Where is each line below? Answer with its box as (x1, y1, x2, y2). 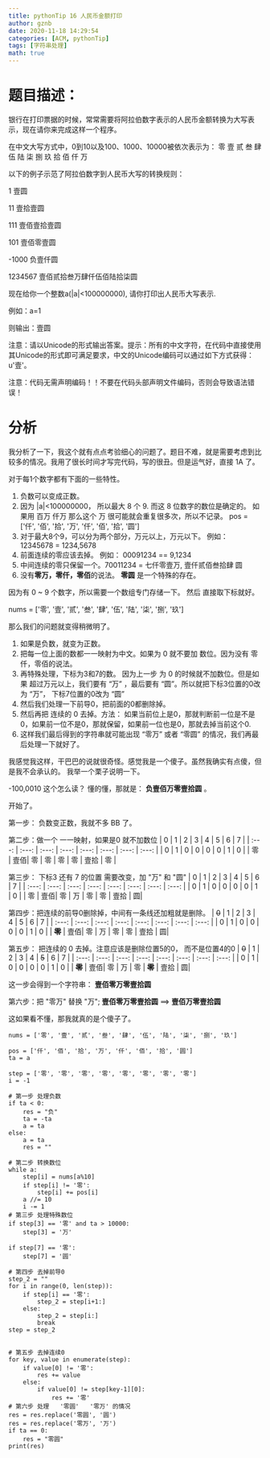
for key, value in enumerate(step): (8, 1355, 131, 1364)
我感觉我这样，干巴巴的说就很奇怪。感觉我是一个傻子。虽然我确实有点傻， (8, 756, 255, 766)
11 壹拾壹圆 (8, 203, 45, 213)
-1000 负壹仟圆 (8, 255, 59, 264)
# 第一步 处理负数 (8, 1092, 62, 1100)
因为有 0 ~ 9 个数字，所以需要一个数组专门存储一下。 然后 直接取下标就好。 (8, 587, 260, 597)
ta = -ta (22, 1115, 52, 1123)
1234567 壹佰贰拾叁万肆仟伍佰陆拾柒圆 (8, 271, 138, 281)
